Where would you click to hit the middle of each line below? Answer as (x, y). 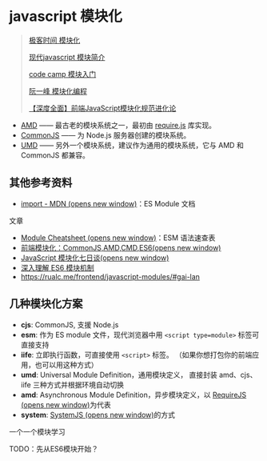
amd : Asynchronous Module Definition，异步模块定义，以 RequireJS (133, 395)
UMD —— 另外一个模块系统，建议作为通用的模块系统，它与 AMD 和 (132, 145)
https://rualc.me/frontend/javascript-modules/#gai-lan (110, 276)
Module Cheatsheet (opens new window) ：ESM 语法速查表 (118, 238)
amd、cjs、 (238, 375)
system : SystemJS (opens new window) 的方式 (98, 415)
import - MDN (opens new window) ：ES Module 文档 (108, 203)
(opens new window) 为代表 (66, 404)
